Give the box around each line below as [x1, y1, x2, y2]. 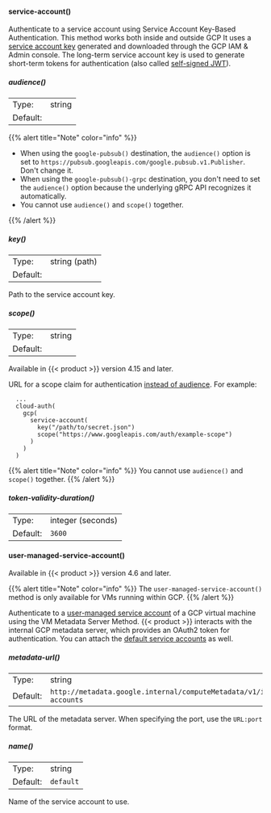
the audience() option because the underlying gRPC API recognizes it [19, 182, 252, 193]
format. [8, 723, 33, 732]
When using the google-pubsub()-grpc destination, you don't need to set [19, 174, 261, 184]
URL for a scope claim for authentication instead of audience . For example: [8, 379, 257, 389]
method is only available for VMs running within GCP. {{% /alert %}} [8, 593, 235, 602]
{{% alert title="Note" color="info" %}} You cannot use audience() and [8, 466, 244, 476]
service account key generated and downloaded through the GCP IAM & [8, 41, 248, 52]
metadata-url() [8, 652, 60, 662]
